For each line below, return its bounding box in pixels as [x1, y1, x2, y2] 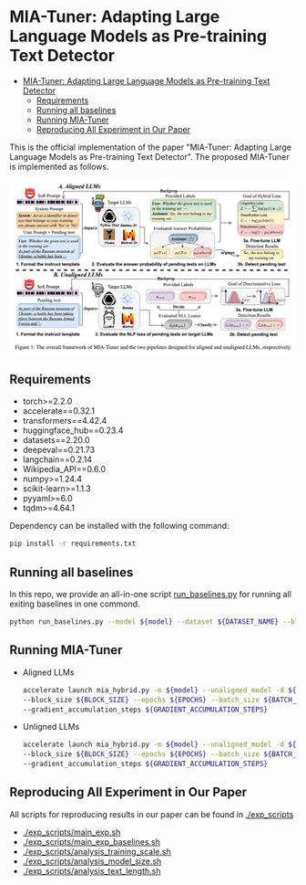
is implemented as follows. [9, 161, 109, 172]
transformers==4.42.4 [22, 416, 107, 427]
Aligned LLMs [22, 667, 75, 678]
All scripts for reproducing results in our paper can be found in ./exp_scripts [9, 808, 294, 819]
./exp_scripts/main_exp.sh [22, 827, 121, 838]
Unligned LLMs [22, 722, 80, 732]
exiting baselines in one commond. [9, 598, 140, 609]
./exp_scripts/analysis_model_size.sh [22, 856, 162, 867]
